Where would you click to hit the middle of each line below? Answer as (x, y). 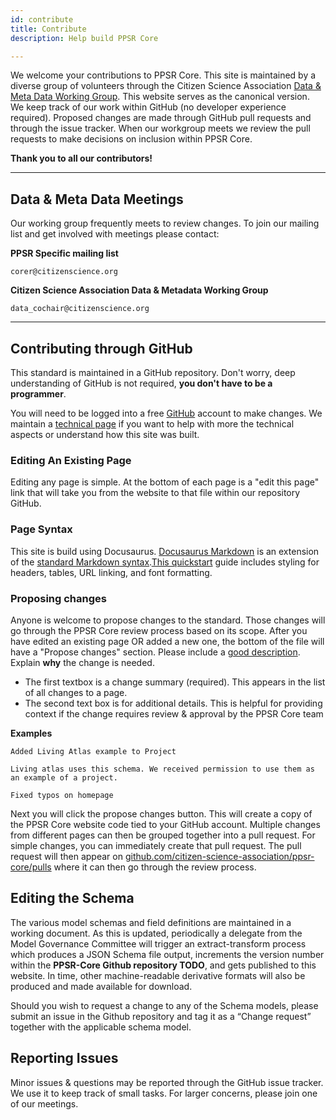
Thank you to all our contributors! (81, 158)
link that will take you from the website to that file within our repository (155, 493)
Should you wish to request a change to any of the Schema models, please (164, 1005)
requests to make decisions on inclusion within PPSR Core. (131, 139)
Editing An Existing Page (71, 460)
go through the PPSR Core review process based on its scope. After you (159, 630)
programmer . (38, 394)
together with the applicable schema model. (101, 1027)
